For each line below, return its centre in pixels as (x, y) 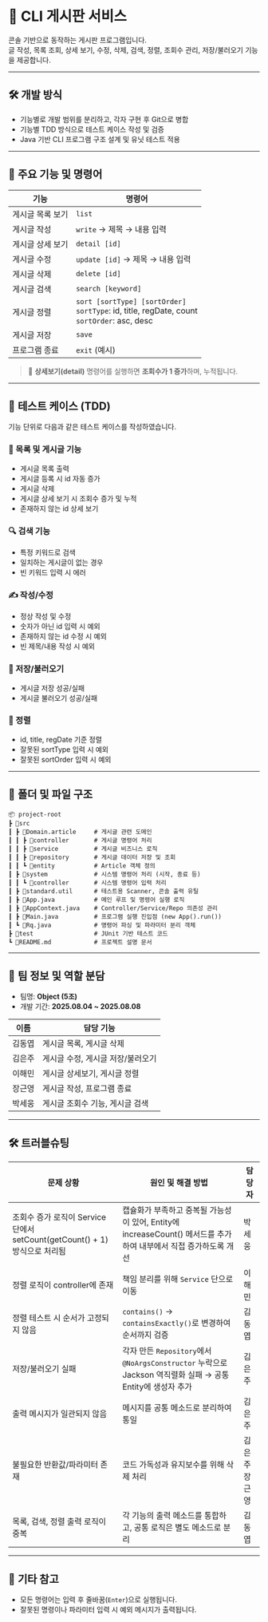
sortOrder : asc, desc (114, 320)
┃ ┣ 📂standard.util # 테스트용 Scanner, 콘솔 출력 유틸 (104, 891)
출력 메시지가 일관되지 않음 (60, 1414)
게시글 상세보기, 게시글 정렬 (91, 1074)
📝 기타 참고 (34, 1578)
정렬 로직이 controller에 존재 (63, 1285)
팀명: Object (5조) (49, 997)
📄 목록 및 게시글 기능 (45, 449)
